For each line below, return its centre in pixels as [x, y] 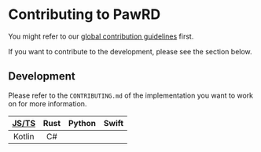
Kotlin [24, 136]
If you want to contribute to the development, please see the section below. [130, 51]
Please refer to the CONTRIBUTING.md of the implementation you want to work [131, 95]
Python [82, 123]
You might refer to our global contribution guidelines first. [101, 36]
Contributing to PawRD [85, 15]
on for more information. [48, 103]
